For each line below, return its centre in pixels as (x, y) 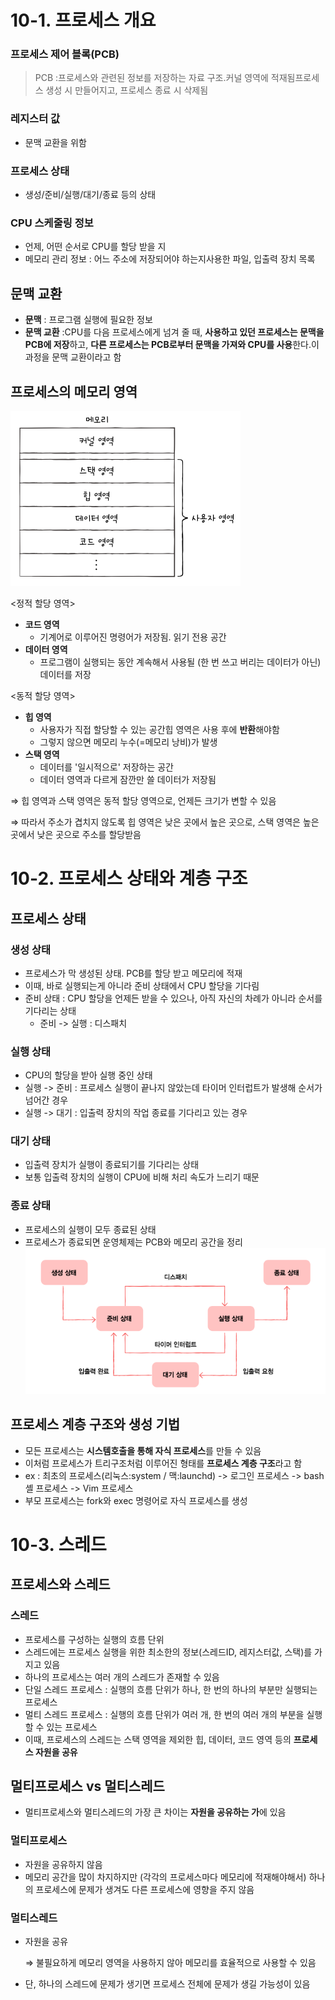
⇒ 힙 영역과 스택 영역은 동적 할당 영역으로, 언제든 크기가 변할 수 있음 (143, 800)
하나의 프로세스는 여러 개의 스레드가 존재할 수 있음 (122, 1677)
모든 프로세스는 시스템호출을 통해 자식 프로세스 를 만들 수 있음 (143, 1450)
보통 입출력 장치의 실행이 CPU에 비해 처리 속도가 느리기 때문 (142, 1177)
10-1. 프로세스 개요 (83, 20)
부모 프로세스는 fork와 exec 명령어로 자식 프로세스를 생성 (136, 1500)
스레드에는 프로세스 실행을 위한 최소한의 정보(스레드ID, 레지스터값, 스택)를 (168, 1652)
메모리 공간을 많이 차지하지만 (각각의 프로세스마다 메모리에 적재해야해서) (165, 1877)
